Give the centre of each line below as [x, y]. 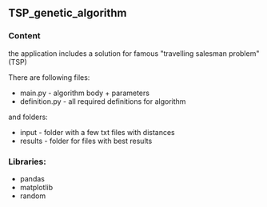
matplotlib [36, 187]
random [33, 196]
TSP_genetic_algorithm [68, 13]
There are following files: [49, 77]
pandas [32, 178]
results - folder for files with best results [86, 141]
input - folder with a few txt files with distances [98, 132]
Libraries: [27, 161]
